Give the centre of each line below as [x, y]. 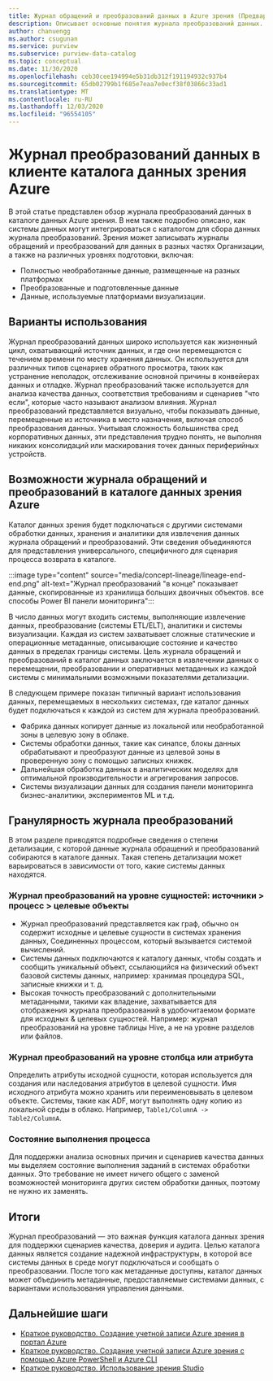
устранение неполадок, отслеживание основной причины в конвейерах [134, 376]
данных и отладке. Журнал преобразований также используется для [129, 385]
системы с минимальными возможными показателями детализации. [129, 677]
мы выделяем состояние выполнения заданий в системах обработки [129, 1165]
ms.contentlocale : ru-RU [50, 99]
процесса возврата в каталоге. [62, 559]
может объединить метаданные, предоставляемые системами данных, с [136, 1280]
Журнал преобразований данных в [134, 155]
